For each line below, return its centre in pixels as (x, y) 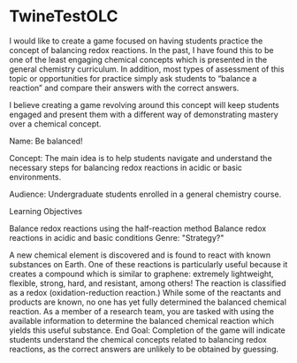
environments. (35, 177)
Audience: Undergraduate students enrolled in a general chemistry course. (145, 194)
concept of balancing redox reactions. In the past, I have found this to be (141, 50)
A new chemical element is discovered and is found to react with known (140, 255)
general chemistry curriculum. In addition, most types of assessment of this (147, 69)
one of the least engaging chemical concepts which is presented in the (138, 59)
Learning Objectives (46, 211)
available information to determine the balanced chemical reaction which (141, 321)
